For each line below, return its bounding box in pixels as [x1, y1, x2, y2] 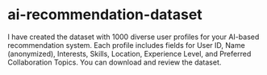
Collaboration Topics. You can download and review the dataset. [7, 57, 222, 67]
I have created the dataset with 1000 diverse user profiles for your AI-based [7, 32, 260, 41]
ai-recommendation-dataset [7, 6, 202, 24]
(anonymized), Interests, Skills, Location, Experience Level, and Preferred [7, 49, 252, 58]
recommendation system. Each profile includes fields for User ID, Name [7, 40, 245, 49]
